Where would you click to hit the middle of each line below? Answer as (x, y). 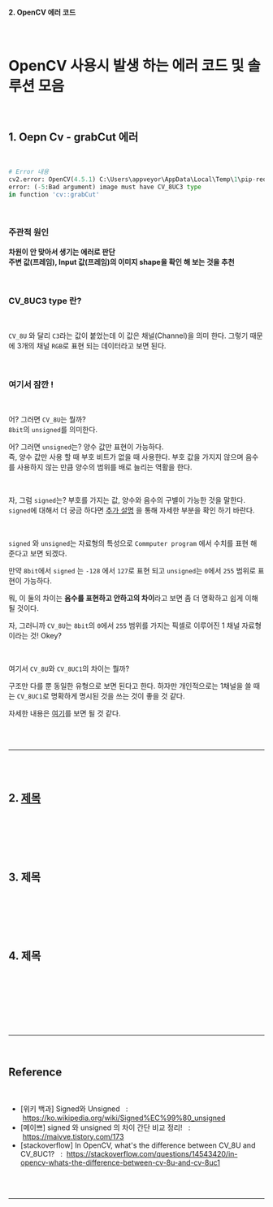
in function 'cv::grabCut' (54, 194)
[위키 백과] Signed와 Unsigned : (74, 1109)
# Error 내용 (29, 171)
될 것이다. (24, 608)
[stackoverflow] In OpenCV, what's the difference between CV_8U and (138, 1145)
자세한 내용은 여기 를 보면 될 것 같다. (65, 713)
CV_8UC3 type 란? (45, 301)
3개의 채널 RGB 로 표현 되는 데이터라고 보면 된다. (91, 346)
